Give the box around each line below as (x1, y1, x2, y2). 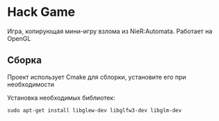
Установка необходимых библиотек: (7, 93, 116, 102)
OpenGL (7, 34, 31, 42)
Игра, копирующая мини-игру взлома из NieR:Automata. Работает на (7, 27, 213, 35)
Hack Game (7, 4, 76, 20)
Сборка (7, 55, 42, 66)
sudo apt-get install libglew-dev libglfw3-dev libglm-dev (7, 106, 182, 114)
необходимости (7, 80, 54, 89)
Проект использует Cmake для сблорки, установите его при (7, 73, 186, 81)
